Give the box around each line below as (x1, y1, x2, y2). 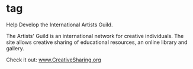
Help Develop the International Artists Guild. (6, 21, 113, 28)
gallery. (6, 44, 25, 51)
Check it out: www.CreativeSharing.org (6, 56, 102, 63)
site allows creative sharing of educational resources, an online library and (6, 39, 188, 46)
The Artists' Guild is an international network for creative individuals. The (6, 32, 184, 39)
